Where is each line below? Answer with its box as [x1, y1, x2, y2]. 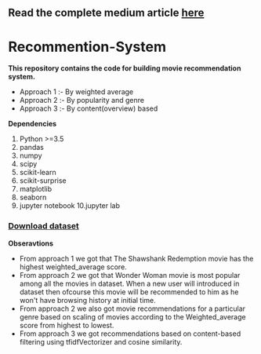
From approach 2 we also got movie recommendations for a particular [19, 304, 245, 313]
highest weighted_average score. [19, 262, 127, 272]
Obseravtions [8, 239, 53, 248]
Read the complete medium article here [8, 6, 205, 20]
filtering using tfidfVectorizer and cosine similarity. [19, 337, 183, 346]
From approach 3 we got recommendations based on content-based [19, 329, 241, 338]
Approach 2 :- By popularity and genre [19, 96, 145, 105]
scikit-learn [19, 168, 56, 177]
